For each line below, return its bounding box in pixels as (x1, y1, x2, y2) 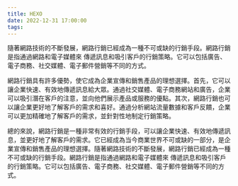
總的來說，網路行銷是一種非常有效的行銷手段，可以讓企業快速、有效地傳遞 (7, 127, 225, 135)
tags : (7, 23, 23, 30)
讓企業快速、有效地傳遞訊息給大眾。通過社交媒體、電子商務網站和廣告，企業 (7, 86, 231, 94)
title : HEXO (7, 10, 42, 18)
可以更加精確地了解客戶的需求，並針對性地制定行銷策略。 (7, 112, 175, 120)
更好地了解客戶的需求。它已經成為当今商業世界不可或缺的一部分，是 (25, 136, 225, 144)
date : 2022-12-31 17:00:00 (7, 17, 87, 24)
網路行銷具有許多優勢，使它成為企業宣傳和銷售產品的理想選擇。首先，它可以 (7, 76, 231, 85)
